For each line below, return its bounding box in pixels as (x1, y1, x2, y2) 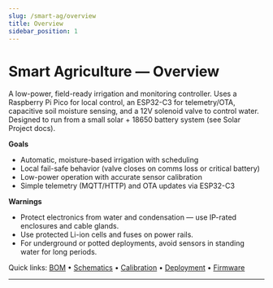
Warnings (8, 197, 42, 207)
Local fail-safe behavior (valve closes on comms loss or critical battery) (19, 164, 260, 173)
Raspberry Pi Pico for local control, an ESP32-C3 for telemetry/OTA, (8, 98, 236, 107)
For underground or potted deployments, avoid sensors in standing (19, 238, 245, 248)
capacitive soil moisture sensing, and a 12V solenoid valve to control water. (8, 107, 260, 116)
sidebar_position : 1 (8, 27, 79, 35)
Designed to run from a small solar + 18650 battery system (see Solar (8, 115, 241, 124)
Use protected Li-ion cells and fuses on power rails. (19, 229, 193, 240)
